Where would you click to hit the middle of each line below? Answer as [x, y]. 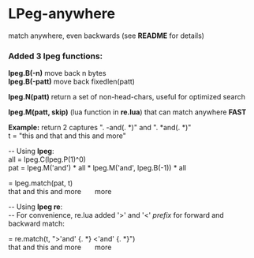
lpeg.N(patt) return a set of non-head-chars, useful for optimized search [127, 97]
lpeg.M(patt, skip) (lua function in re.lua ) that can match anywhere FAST [127, 112]
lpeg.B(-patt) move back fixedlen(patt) [72, 82]
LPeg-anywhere [62, 14]
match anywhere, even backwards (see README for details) [106, 36]
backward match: [36, 224]
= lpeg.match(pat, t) [41, 183]
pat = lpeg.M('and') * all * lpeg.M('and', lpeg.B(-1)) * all [97, 168]
